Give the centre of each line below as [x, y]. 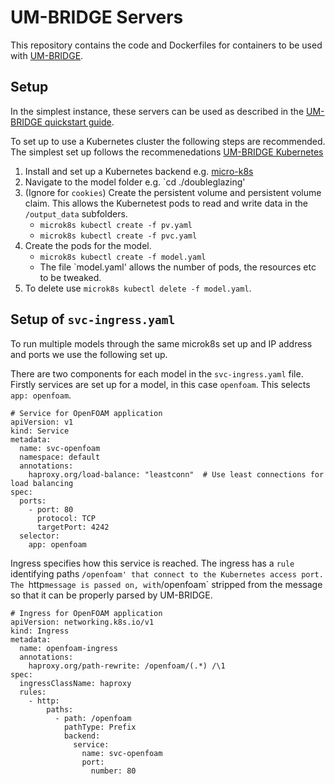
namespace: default [60, 457]
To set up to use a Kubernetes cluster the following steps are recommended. [168, 141]
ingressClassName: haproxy [75, 683]
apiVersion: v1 [42, 422]
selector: [39, 536]
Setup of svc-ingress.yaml [93, 319]
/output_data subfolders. [76, 213]
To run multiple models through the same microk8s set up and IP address [161, 343]
